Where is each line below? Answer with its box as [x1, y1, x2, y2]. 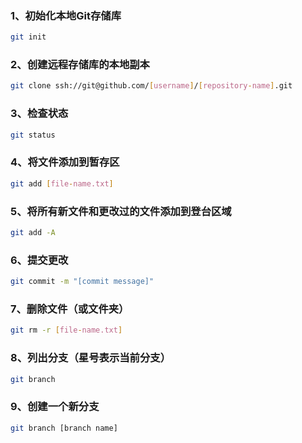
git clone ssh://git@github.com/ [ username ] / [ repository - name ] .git [10, 81, 293, 91]
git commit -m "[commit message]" [10, 277, 155, 287]
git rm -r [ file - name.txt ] [10, 325, 123, 336]
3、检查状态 [10, 107, 69, 121]
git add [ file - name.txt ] [10, 178, 114, 189]
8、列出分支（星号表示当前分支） [10, 351, 172, 365]
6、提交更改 [10, 253, 69, 267]
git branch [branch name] [10, 423, 118, 433]
